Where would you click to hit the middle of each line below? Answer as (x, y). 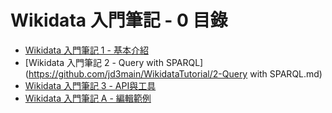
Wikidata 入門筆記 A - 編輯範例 (88, 98)
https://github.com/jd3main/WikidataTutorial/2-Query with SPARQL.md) (175, 73)
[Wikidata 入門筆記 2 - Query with (94, 62)
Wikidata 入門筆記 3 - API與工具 (90, 85)
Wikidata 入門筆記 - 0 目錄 (119, 20)
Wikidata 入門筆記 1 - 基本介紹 (86, 50)
